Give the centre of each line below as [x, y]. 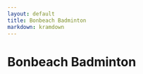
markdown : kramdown [36, 27]
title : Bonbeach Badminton [47, 20]
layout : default [31, 14]
